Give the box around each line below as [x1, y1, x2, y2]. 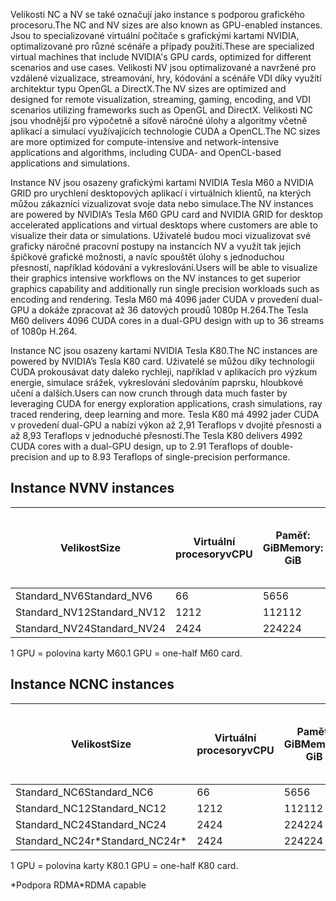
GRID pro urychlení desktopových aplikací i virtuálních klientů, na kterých [10, 187, 312, 199]
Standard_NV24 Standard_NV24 [15, 621, 167, 635]
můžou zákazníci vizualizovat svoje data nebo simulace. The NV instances [10, 198, 314, 209]
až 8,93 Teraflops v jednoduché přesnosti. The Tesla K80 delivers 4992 [10, 430, 303, 441]
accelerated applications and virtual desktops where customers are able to [10, 219, 318, 231]
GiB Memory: [262, 540, 324, 554]
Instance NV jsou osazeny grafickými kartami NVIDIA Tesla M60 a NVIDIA [10, 177, 315, 188]
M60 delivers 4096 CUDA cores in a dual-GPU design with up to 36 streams [10, 315, 325, 326]
